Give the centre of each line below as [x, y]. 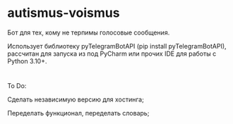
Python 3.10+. [27, 61]
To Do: [17, 86]
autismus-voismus [64, 13]
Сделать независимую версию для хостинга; [76, 99]
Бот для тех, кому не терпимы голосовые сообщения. [89, 32]
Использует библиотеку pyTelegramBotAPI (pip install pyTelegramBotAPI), [117, 46]
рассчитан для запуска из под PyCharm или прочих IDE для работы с [112, 54]
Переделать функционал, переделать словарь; [78, 113]
